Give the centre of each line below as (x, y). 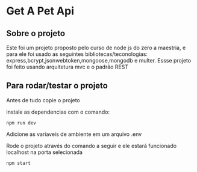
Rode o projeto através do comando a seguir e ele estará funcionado (91, 146)
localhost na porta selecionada (45, 152)
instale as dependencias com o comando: (58, 112)
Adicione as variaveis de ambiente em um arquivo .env (74, 134)
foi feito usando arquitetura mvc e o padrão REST (67, 67)
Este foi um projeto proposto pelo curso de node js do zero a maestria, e (96, 48)
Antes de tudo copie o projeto (43, 100)
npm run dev (21, 123)
